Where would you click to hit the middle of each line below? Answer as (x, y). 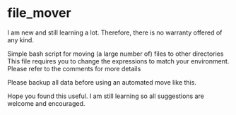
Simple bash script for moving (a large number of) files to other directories (116, 54)
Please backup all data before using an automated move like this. (102, 82)
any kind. (20, 40)
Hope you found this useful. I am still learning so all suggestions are (106, 96)
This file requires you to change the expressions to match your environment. (118, 61)
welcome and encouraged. (46, 103)
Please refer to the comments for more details (74, 68)
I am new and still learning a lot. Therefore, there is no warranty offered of (115, 32)
